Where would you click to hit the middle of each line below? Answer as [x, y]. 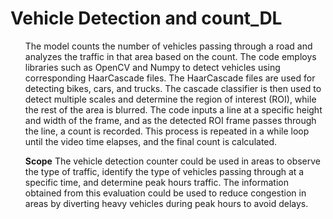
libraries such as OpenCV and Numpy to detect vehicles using [152, 67]
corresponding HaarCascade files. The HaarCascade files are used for [170, 78]
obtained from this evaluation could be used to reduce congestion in [165, 193]
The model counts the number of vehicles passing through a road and [168, 46]
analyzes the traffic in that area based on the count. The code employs [170, 56]
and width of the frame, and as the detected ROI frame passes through [170, 120]
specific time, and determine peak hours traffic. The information [156, 182]
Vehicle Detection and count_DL [146, 18]
